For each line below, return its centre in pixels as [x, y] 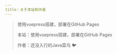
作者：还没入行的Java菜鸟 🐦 [47, 45]
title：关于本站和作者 [26, 10]
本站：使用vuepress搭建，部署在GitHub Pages [65, 34]
